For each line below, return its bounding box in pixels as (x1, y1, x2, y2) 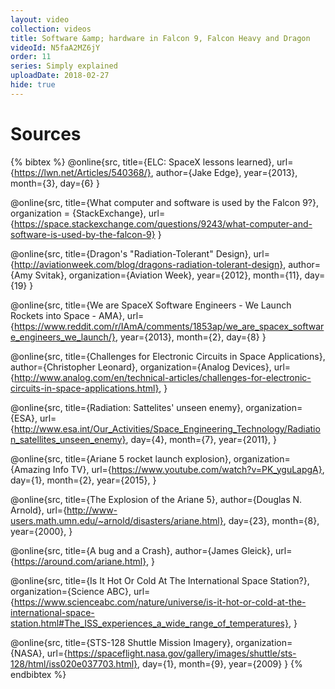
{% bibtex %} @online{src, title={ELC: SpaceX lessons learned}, (10, 156, 275, 168)
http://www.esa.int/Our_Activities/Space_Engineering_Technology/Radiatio (13, 422, 321, 435)
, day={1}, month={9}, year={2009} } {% (137, 657, 303, 670)
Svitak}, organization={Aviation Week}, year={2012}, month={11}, (34, 269, 303, 281)
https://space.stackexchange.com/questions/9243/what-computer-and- (13, 217, 313, 230)
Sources (10, 122, 82, 145)
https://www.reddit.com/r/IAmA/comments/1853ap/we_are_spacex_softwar (13, 320, 325, 332)
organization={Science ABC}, (10, 585, 132, 597)
